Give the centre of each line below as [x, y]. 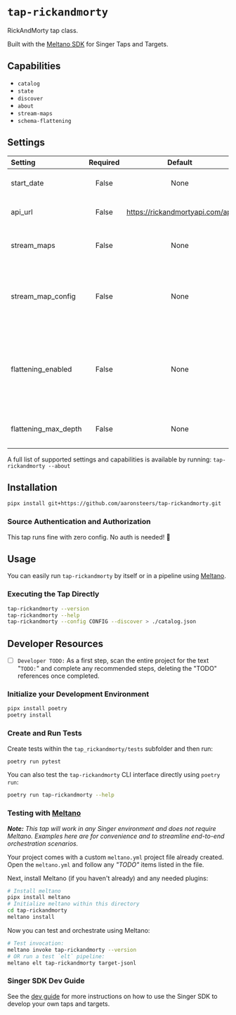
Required [104, 162]
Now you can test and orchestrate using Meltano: [79, 930]
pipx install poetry [38, 709]
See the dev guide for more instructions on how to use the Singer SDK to [112, 996]
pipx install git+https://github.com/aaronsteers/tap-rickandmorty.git [114, 504]
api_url [22, 211]
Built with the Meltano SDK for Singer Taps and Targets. [88, 44]
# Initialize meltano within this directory [73, 904]
